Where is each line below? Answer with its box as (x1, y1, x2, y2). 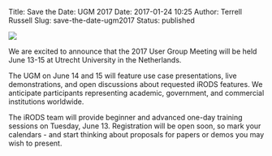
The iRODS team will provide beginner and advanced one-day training (8, 113, 243, 122)
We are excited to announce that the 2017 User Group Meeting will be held (8, 46, 257, 56)
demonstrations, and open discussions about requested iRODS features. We (8, 80, 263, 89)
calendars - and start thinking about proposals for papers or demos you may (8, 130, 265, 139)
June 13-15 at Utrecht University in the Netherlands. (8, 55, 182, 64)
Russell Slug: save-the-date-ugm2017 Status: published (8, 15, 195, 25)
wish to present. (8, 138, 63, 148)
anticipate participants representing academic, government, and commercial (8, 89, 265, 97)
